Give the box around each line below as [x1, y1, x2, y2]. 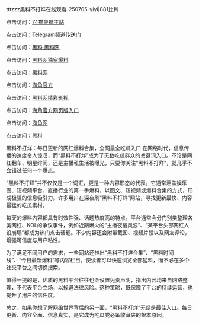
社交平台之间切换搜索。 [6, 264, 63, 271]
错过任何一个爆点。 [11, 167, 58, 174]
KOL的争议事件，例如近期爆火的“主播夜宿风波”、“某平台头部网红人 [26, 222, 190, 228]
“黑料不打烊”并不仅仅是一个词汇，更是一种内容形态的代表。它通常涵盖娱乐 [6, 179, 188, 186]
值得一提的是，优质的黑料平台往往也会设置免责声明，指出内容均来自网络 [6, 277, 182, 284]
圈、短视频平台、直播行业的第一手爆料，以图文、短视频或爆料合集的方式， [6, 187, 188, 193]
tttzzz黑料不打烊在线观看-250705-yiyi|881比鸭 [6, 6, 119, 12]
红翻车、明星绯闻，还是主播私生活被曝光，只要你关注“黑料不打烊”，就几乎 [6, 160, 188, 166]
